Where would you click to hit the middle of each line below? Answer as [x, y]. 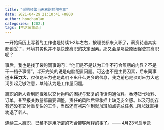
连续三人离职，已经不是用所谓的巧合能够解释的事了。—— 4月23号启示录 [78, 123]
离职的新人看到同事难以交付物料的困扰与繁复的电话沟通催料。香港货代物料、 [82, 94]
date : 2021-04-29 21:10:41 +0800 [39, 14]
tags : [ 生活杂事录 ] [23, 28]
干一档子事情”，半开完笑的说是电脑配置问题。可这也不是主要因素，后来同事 [81, 71]
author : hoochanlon [25, 19]
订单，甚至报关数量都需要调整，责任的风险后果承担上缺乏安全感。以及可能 [80, 100]
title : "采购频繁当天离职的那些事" [37, 10]
